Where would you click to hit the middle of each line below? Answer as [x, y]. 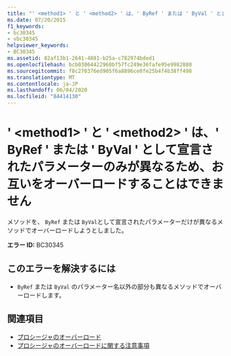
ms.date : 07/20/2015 [37, 20]
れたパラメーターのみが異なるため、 [109, 167]
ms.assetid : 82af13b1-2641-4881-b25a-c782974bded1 [81, 58]
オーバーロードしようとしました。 [79, 230]
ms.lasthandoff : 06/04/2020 [47, 90]
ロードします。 [44, 295]
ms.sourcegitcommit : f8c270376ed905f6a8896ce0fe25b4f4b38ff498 [100, 71]
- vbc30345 [23, 39]
